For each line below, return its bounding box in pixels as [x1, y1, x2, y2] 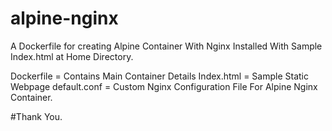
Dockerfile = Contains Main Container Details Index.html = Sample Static [10, 70, 310, 82]
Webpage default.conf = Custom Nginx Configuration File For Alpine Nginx [10, 80, 318, 92]
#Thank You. [10, 110, 63, 122]
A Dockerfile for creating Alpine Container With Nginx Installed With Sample [10, 40, 323, 52]
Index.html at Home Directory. [10, 50, 134, 62]
